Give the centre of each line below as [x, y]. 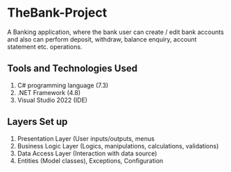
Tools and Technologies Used [72, 68]
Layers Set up [37, 122]
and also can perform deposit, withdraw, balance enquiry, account [102, 39]
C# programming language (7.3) [63, 85]
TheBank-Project [57, 13]
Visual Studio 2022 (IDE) [52, 100]
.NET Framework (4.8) [49, 92]
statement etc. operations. [45, 46]
